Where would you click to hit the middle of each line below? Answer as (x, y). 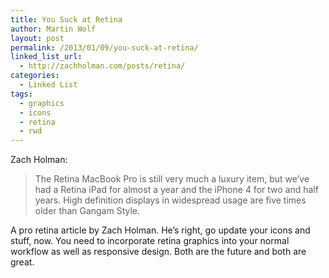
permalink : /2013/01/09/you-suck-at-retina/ (104, 47)
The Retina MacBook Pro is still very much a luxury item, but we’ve (172, 179)
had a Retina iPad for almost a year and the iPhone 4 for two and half (176, 190)
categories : (35, 76)
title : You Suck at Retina (66, 19)
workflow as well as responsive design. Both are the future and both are (158, 252)
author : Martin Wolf (53, 29)
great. (22, 262)
